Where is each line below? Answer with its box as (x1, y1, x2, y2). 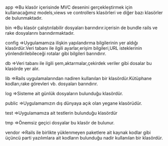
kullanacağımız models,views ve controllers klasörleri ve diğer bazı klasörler (5, 10, 163, 16)
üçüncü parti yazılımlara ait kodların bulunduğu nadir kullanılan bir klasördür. (5, 135, 163, 140)
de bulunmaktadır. (5, 15, 43, 21)
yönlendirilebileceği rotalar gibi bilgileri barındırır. (5, 50, 107, 56)
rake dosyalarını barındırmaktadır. (5, 30, 75, 36)
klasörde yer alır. (5, 65, 40, 71)
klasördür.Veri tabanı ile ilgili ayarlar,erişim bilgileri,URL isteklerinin (5, 45, 142, 51)
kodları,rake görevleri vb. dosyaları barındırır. (5, 81, 98, 87)
